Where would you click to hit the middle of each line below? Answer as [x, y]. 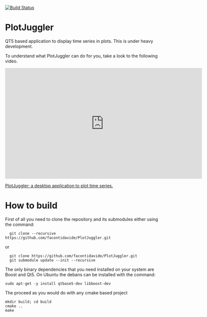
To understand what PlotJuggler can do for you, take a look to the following [81, 56]
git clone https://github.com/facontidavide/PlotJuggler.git [74, 256]
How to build [31, 206]
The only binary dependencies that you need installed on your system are [80, 269]
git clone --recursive [33, 233]
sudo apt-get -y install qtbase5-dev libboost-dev [58, 284]
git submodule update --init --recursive [53, 260]
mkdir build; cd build [28, 302]
